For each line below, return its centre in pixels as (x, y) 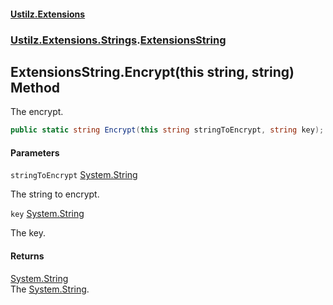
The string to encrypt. (55, 194)
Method (35, 87)
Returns (27, 256)
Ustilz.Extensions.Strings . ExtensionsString (118, 40)
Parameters (35, 152)
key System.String (47, 214)
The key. (28, 233)
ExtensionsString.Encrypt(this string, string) (152, 71)
